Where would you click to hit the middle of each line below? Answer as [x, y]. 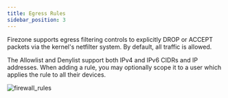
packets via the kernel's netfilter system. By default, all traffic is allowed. [110, 47]
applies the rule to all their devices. [57, 74]
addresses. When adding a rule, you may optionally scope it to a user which [114, 67]
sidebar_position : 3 [37, 20]
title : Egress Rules [37, 13]
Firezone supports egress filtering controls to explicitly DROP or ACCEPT [110, 39]
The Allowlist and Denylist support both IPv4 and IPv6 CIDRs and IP [102, 60]
